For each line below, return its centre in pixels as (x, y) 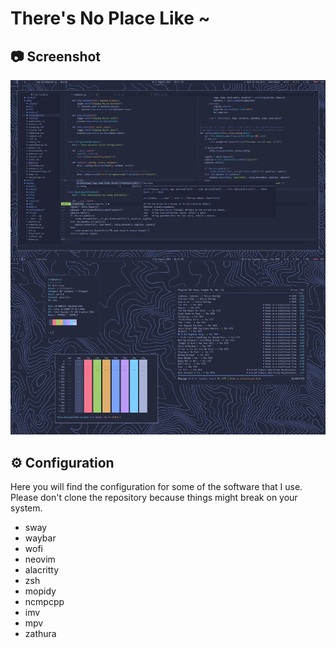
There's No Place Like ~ (110, 18)
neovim (40, 559)
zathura (40, 633)
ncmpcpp (44, 601)
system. (26, 508)
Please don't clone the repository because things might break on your (154, 497)
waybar (40, 538)
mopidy (40, 591)
